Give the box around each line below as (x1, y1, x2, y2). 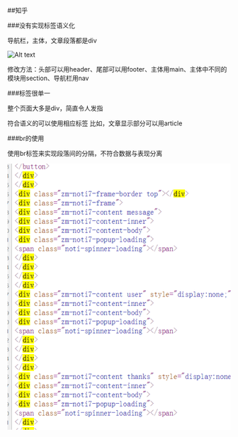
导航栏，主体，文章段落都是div (7, 36, 97, 45)
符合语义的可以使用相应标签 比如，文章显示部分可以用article (7, 119, 183, 127)
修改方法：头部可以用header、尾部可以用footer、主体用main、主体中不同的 (7, 65, 227, 73)
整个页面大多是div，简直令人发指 (7, 104, 103, 112)
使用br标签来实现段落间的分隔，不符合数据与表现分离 (7, 149, 163, 157)
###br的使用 (7, 134, 45, 142)
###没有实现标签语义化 (7, 21, 76, 30)
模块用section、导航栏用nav (7, 74, 89, 82)
